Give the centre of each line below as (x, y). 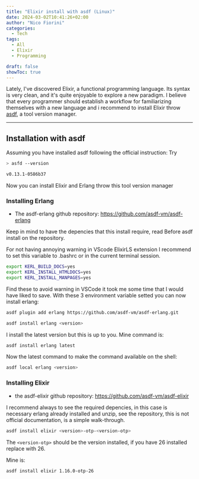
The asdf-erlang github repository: (57, 214)
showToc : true (24, 72)
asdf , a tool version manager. (41, 114)
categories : (21, 28)
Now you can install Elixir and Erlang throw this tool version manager (90, 185)
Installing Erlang (30, 201)
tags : (13, 39)
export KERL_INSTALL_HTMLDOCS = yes (49, 272)
